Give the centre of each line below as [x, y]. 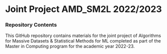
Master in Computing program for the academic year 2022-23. [70, 46]
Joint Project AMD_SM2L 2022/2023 [83, 9]
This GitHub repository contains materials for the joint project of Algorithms [83, 35]
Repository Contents [31, 25]
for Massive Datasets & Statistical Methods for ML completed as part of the [83, 41]
